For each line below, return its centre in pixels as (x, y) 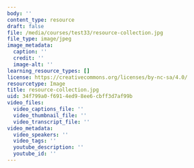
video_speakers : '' (41, 134)
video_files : (26, 103)
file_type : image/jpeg (39, 39)
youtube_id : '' (35, 154)
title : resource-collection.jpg (53, 90)
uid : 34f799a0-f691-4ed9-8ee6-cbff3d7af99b (70, 97)
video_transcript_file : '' (52, 122)
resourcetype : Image (37, 84)
